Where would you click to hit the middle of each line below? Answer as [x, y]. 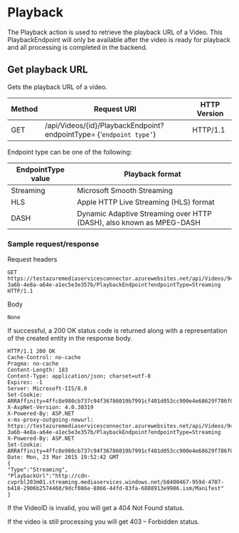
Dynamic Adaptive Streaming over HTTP [144, 213]
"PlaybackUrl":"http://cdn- [49, 476]
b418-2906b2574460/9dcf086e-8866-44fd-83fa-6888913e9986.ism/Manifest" [116, 489]
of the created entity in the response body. [70, 338]
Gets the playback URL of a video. [58, 87]
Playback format [153, 174]
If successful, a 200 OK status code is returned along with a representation [117, 331]
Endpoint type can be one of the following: [70, 152]
